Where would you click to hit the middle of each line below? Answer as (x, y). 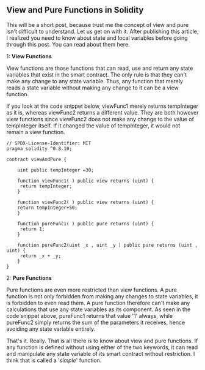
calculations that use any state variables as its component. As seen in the (99, 309)
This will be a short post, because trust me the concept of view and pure (98, 25)
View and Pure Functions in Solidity (75, 10)
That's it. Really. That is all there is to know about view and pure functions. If (102, 341)
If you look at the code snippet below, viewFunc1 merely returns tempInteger (103, 106)
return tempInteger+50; (48, 208)
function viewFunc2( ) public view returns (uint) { (86, 202)
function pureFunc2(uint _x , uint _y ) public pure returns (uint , (108, 245)
